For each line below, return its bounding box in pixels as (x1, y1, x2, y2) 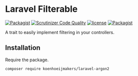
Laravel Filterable (5, 3, 78, 15)
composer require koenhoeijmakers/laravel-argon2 (5, 66, 110, 71)
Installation (5, 43, 41, 52)
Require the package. (5, 57, 49, 63)
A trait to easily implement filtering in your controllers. (5, 29, 115, 35)
